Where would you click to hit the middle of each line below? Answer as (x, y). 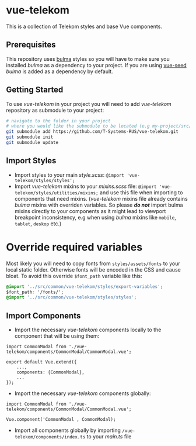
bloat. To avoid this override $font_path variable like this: (74, 276)
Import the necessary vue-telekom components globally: (83, 393)
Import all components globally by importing (68, 430)
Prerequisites (31, 45)
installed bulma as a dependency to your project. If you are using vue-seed (96, 65)
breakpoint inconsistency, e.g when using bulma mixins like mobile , (95, 217)
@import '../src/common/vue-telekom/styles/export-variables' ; (85, 287)
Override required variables (74, 247)
